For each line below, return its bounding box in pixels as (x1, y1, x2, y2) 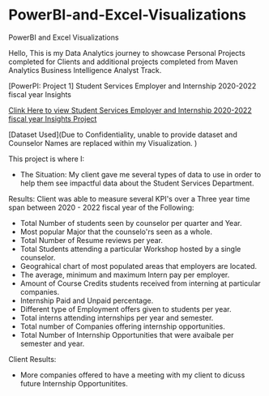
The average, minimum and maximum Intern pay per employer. (19, 270, 230, 279)
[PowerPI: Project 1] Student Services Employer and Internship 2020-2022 (8, 81, 257, 91)
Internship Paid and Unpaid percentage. (19, 296, 154, 305)
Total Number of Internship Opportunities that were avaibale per (19, 330, 234, 339)
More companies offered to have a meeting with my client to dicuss (19, 370, 246, 380)
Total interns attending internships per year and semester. (19, 313, 214, 322)
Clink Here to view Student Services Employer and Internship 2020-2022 (8, 105, 253, 115)
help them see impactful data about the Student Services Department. (19, 178, 254, 188)
